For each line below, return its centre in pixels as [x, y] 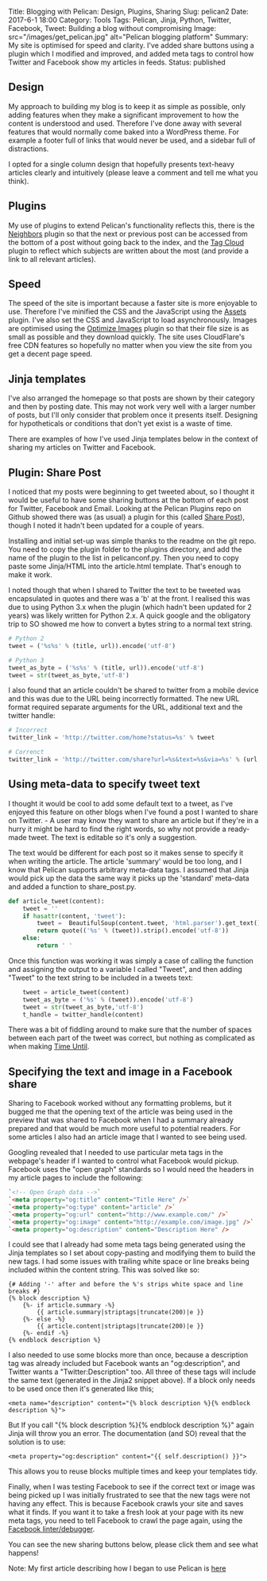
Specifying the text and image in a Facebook [120, 1071]
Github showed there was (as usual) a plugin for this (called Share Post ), [126, 517]
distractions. [29, 148]
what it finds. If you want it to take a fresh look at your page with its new [126, 1513]
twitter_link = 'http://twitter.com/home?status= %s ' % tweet [112, 738]
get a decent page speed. [50, 354]
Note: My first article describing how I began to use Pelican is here [117, 1568]
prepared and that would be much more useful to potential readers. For [124, 1129]
